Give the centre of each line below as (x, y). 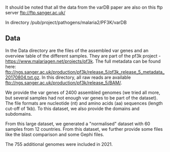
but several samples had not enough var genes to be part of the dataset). (81, 97)
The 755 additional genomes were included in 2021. (59, 144)
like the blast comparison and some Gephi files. (55, 134)
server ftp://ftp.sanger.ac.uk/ (35, 13)
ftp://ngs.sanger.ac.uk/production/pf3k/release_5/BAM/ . (64, 82)
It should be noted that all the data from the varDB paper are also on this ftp (84, 7)
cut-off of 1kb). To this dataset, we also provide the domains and (73, 109)
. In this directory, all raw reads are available (85, 77)
